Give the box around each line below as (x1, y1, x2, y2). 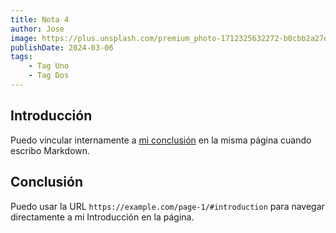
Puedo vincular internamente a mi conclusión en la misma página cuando (10, 134, 312, 146)
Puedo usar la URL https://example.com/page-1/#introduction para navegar (10, 200, 325, 212)
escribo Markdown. (10, 144, 91, 156)
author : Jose (10, 24, 65, 34)
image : (10, 33, 38, 43)
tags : (10, 52, 33, 62)
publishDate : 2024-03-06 (10, 42, 114, 53)
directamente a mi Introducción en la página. (10, 211, 195, 223)
